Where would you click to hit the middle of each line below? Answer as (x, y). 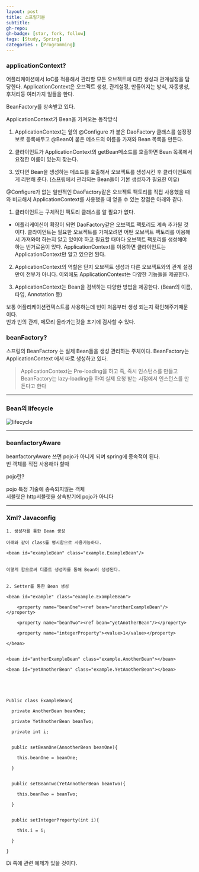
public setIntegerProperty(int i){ (55, 820)
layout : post (22, 12)
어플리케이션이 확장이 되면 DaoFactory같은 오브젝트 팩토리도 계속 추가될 (98, 225)
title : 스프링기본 (26, 17)
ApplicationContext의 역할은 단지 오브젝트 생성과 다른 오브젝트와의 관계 (98, 267)
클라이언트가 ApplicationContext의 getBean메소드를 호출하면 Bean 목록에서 (103, 152)
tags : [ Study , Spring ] (34, 39)
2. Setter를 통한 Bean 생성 (38, 586)
